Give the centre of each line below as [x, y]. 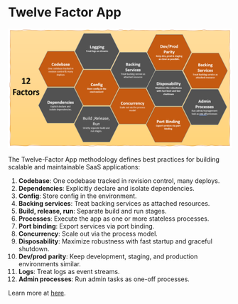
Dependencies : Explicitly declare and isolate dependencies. [106, 188]
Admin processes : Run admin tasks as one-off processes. [104, 279]
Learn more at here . [37, 293]
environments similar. [49, 263]
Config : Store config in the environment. [77, 196]
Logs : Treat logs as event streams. [69, 271]
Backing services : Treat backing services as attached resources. [114, 203]
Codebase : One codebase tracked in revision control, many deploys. [119, 180]
